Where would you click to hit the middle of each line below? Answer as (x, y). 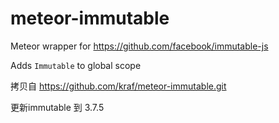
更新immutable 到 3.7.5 (57, 107)
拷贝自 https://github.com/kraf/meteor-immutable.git (118, 86)
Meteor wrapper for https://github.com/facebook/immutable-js (139, 46)
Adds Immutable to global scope (76, 65)
